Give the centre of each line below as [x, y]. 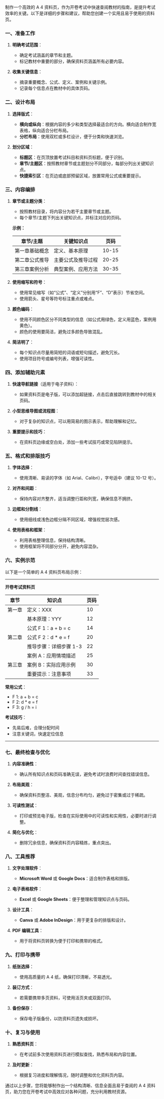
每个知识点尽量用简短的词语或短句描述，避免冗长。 [71, 352]
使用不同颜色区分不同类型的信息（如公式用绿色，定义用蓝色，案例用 [88, 319]
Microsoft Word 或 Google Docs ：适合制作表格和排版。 [76, 879]
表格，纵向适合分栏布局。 [45, 130]
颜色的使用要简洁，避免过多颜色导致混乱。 [62, 331]
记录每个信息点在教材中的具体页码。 [56, 88]
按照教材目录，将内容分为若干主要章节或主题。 [66, 211]
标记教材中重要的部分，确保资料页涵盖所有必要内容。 [73, 61]
